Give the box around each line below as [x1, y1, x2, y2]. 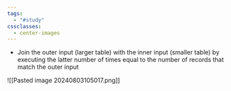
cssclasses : [7, 23, 41, 30]
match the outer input [17, 63, 80, 71]
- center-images [13, 29, 60, 37]
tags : [7, 10, 23, 17]
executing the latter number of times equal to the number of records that [17, 56, 224, 64]
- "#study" [13, 17, 45, 23]
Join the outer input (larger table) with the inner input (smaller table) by [17, 48, 220, 57]
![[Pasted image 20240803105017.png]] [7, 77, 120, 85]
